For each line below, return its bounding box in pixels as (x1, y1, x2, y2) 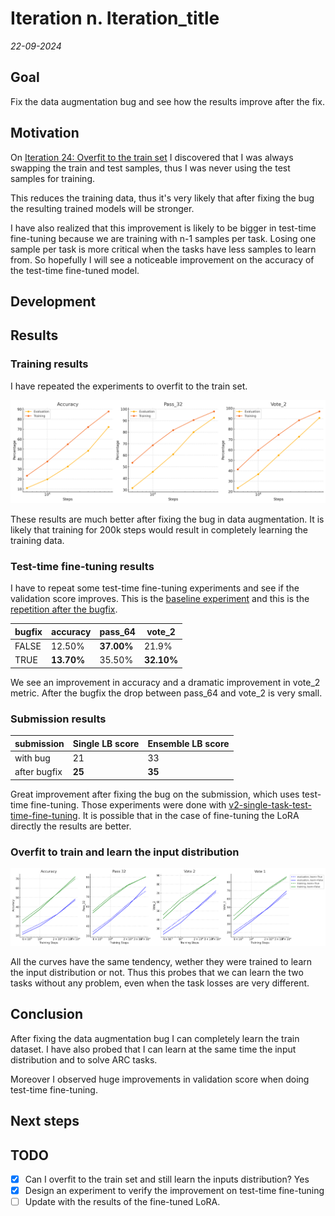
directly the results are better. (10, 820, 132, 832)
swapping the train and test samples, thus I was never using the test (10, 162, 291, 174)
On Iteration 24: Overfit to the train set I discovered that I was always (10, 151, 294, 163)
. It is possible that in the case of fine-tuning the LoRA (77, 809, 300, 821)
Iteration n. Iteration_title (10, 7, 220, 30)
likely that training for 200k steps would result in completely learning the (10, 524, 308, 536)
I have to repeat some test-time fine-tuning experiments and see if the (10, 582, 300, 594)
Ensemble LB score (147, 737, 230, 749)
